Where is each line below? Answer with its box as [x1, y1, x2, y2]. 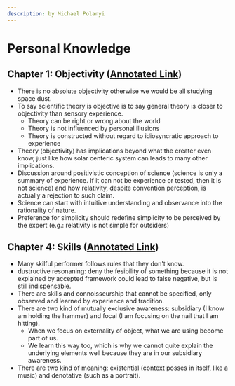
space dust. [17, 94, 52, 102]
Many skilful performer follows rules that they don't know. [17, 260, 184, 268]
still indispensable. [17, 282, 72, 291]
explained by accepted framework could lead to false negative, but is [17, 275, 217, 283]
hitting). [17, 319, 41, 328]
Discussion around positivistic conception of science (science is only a [17, 169, 223, 177]
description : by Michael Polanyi [7, 10, 105, 18]
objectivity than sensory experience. [17, 109, 123, 118]
